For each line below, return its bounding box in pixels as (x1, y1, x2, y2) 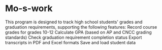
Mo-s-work (5, 3, 53, 14)
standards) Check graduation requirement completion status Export (5, 34, 142, 40)
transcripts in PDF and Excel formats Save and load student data (5, 39, 136, 45)
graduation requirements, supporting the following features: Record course (5, 24, 158, 30)
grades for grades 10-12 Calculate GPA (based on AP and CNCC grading (5, 29, 152, 35)
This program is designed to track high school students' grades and (5, 19, 143, 25)
